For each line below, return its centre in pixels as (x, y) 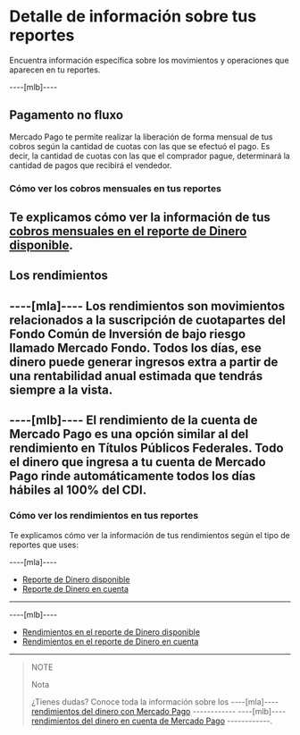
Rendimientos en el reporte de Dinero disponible (111, 631)
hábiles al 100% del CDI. (78, 490)
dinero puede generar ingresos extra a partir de (144, 362)
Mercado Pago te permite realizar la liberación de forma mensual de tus (141, 137)
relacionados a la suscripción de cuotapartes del (147, 320)
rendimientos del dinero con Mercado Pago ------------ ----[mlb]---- (158, 711)
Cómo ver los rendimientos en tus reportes (104, 516)
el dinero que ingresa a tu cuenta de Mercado (137, 462)
